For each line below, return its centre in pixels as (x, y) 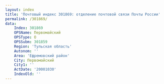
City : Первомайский (34, 60)
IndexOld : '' (27, 74)
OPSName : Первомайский (37, 33)
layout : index (20, 10)
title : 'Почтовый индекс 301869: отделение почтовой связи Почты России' (83, 14)
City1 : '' (24, 65)
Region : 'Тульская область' (43, 46)
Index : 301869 (28, 28)
